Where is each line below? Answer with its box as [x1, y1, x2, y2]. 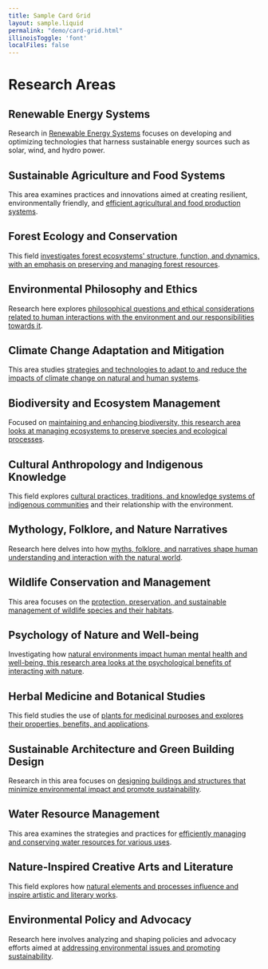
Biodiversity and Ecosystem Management [8, 396, 221, 410]
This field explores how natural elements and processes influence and [8, 881, 239, 891]
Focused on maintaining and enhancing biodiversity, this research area [8, 418, 241, 427]
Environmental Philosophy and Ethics [8, 282, 198, 296]
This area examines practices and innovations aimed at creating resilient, [8, 189, 248, 199]
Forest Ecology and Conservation [8, 230, 178, 243]
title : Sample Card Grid [8, 11, 91, 20]
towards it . [8, 321, 43, 330]
